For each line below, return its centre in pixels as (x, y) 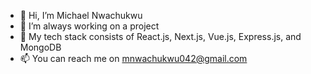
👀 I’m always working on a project (89, 26)
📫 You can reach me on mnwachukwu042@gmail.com (133, 58)
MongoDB (40, 47)
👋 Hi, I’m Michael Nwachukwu (81, 15)
